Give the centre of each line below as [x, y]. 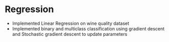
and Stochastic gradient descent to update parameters [70, 34]
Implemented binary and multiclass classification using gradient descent [88, 28]
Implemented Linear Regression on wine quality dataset [71, 23]
